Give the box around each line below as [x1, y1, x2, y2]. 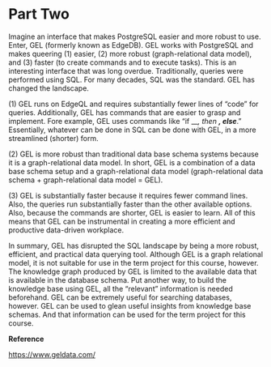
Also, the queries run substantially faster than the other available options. [8, 199, 252, 209]
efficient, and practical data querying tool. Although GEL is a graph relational [8, 249, 264, 259]
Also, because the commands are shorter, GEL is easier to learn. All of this [8, 207, 256, 217]
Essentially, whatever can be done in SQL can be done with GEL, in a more [8, 125, 256, 134]
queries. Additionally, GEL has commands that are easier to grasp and [8, 107, 241, 117]
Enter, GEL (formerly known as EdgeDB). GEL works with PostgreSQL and [8, 40, 253, 49]
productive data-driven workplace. [8, 224, 125, 235]
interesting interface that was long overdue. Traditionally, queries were [8, 66, 244, 75]
